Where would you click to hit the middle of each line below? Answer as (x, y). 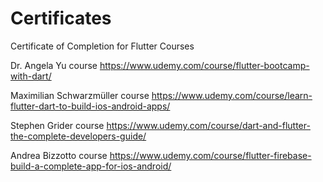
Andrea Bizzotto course (59, 155)
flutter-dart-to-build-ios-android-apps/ (90, 106)
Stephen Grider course (57, 125)
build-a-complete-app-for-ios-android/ (91, 166)
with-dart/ (31, 76)
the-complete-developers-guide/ (78, 136)
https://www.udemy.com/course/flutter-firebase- (210, 155)
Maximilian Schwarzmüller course (80, 95)
